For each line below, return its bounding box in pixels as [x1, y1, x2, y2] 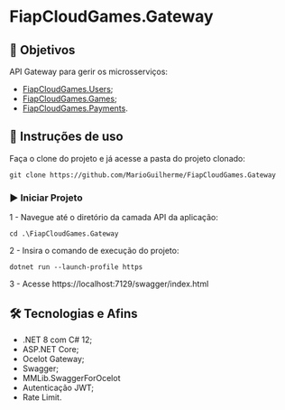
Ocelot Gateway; [22, 353, 85, 364]
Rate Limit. [22, 391, 62, 403]
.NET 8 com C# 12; [22, 334, 93, 345]
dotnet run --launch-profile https [9, 263, 143, 272]
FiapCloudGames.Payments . [22, 103, 128, 114]
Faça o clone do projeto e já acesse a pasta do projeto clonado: [9, 153, 245, 163]
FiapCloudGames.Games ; [22, 93, 117, 104]
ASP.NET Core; [22, 343, 79, 354]
